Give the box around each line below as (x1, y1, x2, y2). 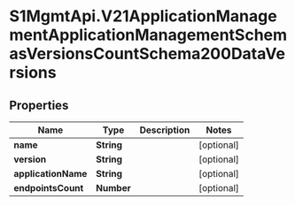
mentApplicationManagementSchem (9, 25, 288, 45)
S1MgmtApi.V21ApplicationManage (9, 6, 277, 27)
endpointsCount (13, 182, 84, 194)
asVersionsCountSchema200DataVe (9, 44, 286, 64)
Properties (9, 97, 69, 112)
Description (139, 124, 190, 136)
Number (96, 182, 131, 194)
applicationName (13, 168, 88, 179)
